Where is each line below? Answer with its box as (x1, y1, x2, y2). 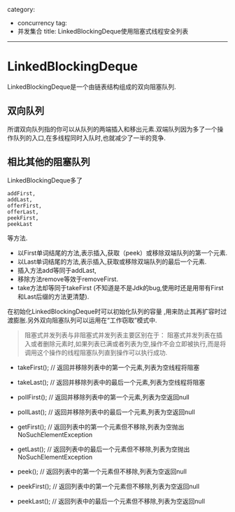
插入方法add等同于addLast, (17, 266, 97, 274)
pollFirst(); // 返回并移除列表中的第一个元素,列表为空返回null (17, 392, 190, 401)
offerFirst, (7, 202, 42, 209)
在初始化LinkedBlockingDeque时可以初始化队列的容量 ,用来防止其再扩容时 (7, 307, 221, 315)
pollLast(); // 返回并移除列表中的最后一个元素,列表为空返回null (17, 408, 196, 416)
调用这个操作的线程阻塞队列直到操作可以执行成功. (24, 348, 168, 357)
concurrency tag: (17, 19, 68, 27)
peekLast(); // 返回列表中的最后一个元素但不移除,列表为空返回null (17, 497, 205, 505)
